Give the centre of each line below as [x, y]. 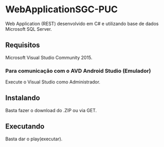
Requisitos [23, 45]
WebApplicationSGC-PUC [61, 9]
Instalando [23, 98]
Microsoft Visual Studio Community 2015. [49, 57]
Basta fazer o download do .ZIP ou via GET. [51, 110]
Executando [25, 127]
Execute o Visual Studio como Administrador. [53, 82]
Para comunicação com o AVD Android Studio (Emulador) [78, 71]
